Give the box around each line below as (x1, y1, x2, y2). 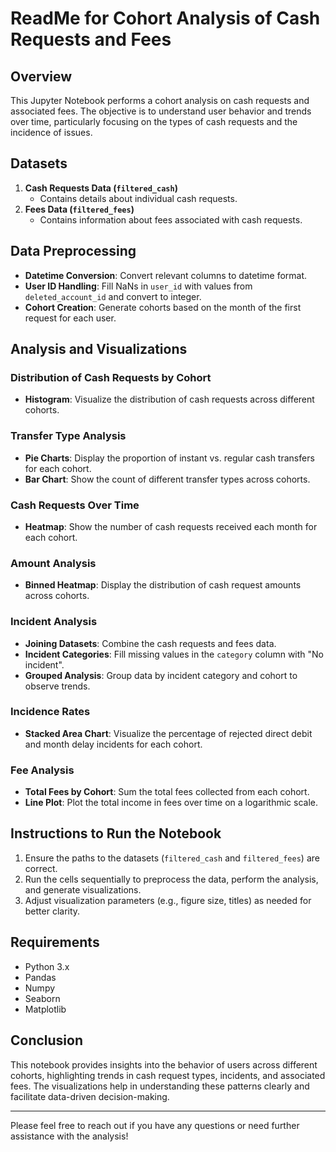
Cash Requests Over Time (10, 498, 140, 512)
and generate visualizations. (24, 883, 142, 896)
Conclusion (10, 1032, 84, 1049)
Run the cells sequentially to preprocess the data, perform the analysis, (24, 873, 319, 885)
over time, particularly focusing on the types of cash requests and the (10, 116, 298, 127)
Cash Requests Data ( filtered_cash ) (24, 182, 178, 194)
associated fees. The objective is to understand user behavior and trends (10, 105, 312, 117)
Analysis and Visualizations (10, 341, 188, 358)
